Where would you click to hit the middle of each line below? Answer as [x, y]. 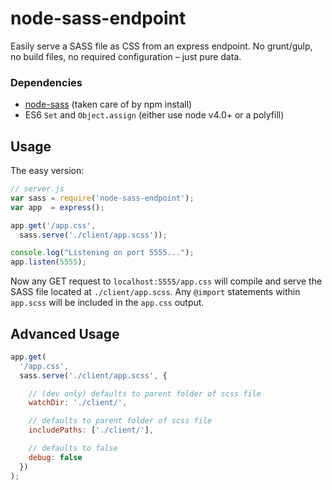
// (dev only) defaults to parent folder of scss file [145, 393]
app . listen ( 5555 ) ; [48, 262]
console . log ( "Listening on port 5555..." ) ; [102, 253]
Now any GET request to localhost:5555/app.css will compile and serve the [166, 281]
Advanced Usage [65, 333]
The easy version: [47, 171]
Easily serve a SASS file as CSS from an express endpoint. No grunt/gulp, [161, 46]
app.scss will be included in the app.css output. [107, 303]
